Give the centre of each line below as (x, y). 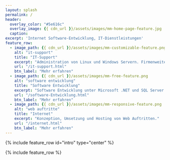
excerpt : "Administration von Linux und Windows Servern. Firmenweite (90, 62)
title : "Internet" (34, 114)
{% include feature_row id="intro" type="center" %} (60, 142)
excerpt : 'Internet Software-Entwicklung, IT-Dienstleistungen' (74, 39)
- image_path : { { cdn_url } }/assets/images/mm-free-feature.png (79, 76)
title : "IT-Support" (36, 57)
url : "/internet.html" (38, 123)
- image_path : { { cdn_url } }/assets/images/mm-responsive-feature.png (86, 105)
